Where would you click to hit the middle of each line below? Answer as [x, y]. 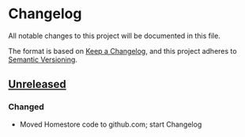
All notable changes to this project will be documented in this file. [115, 36]
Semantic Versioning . [43, 59]
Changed [26, 107]
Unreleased [38, 84]
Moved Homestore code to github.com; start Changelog [111, 124]
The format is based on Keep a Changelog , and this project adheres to [122, 51]
